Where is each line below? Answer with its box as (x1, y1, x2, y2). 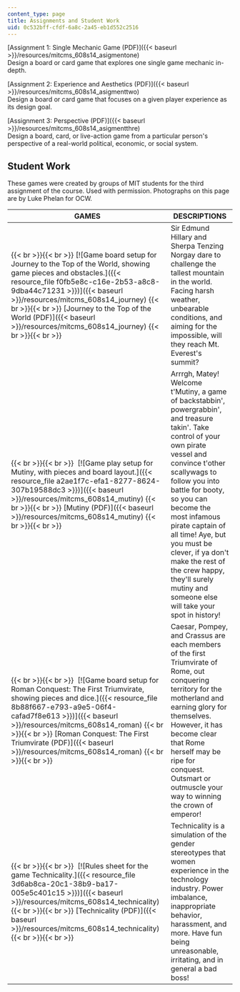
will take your (170, 601, 216, 611)
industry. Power (170, 883, 224, 893)
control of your (170, 432, 221, 442)
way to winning (170, 791, 221, 801)
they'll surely (170, 575, 214, 585)
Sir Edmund (170, 223, 210, 233)
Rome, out (170, 666, 205, 676)
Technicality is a (170, 821, 225, 831)
